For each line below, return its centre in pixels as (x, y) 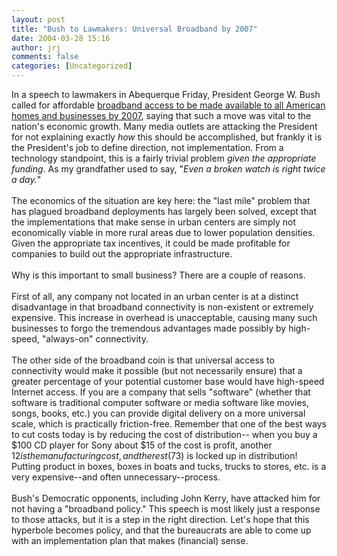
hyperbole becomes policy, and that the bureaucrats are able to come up (161, 530)
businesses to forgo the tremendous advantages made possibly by (149, 328)
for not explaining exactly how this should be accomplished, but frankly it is (167, 137)
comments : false (45, 57)
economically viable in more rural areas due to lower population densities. (163, 232)
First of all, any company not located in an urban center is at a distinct (155, 296)
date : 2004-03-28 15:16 (61, 38)
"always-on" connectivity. (95, 339)
